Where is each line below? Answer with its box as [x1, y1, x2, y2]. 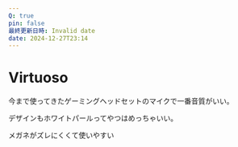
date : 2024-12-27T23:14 [8, 34, 89, 43]
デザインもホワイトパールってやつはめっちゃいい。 [8, 113, 178, 123]
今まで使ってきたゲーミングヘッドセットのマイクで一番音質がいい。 [8, 96, 234, 106]
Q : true [8, 11, 35, 20]
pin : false [8, 19, 45, 27]
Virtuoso [8, 69, 69, 87]
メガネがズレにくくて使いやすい [8, 130, 115, 141]
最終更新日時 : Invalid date [8, 27, 95, 35]
